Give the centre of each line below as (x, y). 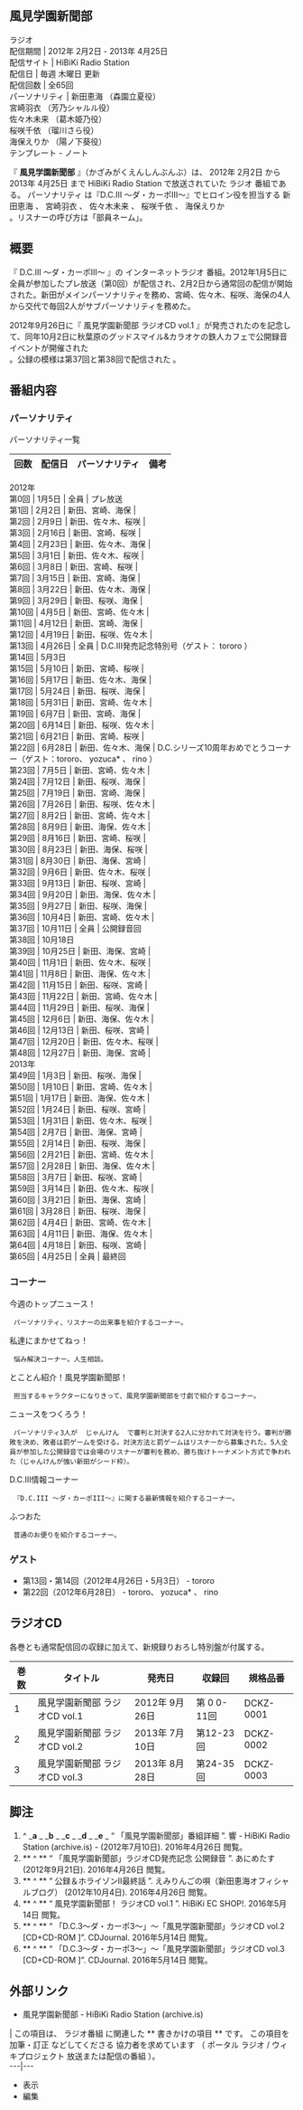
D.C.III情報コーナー (44, 1479)
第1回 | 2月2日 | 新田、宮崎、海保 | (73, 510)
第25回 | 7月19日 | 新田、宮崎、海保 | (78, 793)
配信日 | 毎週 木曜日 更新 (55, 73)
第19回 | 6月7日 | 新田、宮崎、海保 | (75, 714)
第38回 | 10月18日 (42, 940)
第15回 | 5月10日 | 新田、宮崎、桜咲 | (77, 668)
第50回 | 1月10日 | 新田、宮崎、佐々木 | (81, 1087)
